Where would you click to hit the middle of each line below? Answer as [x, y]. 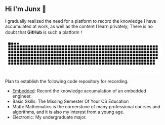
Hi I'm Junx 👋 [26, 9]
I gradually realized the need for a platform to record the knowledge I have [81, 21]
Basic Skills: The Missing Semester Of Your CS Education [71, 101]
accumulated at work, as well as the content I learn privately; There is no [79, 26]
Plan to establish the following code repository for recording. [67, 81]
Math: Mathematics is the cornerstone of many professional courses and [86, 106]
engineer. [22, 96]
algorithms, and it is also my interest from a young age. [68, 112]
